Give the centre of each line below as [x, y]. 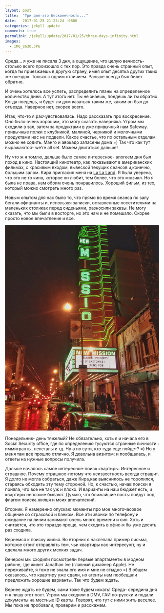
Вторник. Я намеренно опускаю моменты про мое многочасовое [73, 509]
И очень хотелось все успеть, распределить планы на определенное [78, 91]
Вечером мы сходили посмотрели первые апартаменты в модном [75, 559]
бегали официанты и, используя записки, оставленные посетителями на [81, 202]
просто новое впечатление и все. [40, 218]
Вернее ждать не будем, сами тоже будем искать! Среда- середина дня [81, 590]
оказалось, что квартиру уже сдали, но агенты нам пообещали [71, 575]
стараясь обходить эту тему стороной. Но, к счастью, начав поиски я [78, 484]
